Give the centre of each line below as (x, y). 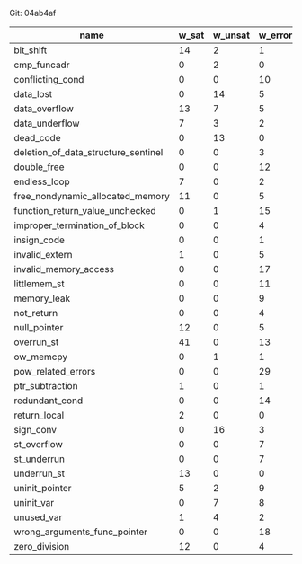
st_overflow (38, 444)
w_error (275, 35)
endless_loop (42, 181)
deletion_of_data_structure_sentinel (89, 152)
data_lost (33, 94)
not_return (36, 313)
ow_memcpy (41, 357)
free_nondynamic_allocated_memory (92, 196)
